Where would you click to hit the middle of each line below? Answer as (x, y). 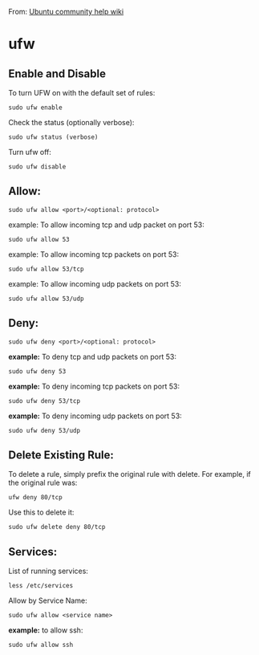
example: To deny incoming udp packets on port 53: (95, 416)
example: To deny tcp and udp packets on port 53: (92, 356)
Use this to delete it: (41, 512)
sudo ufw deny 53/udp (45, 430)
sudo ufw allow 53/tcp (46, 269)
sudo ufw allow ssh (41, 645)
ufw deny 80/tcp (35, 498)
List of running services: (48, 571)
